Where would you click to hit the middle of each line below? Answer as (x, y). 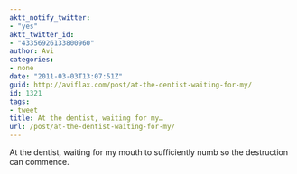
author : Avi (32, 51)
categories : (32, 60)
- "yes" (24, 26)
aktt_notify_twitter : (50, 18)
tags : (19, 101)
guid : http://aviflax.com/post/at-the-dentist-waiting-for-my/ (131, 85)
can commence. (39, 162)
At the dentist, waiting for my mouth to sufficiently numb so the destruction (149, 152)
